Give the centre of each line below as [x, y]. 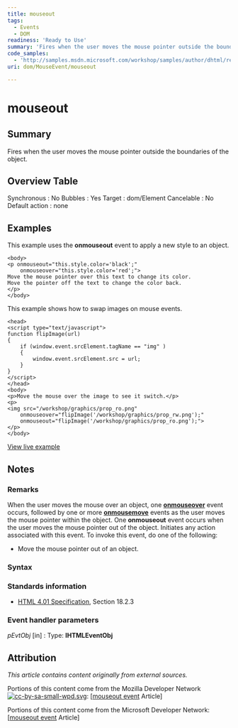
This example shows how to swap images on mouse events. [95, 309]
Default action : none [38, 206]
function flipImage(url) [44, 335]
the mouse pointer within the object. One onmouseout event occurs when [116, 520]
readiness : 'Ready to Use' [47, 40]
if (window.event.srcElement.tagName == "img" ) [93, 347]
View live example [34, 447]
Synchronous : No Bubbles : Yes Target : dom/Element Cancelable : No [110, 198]
